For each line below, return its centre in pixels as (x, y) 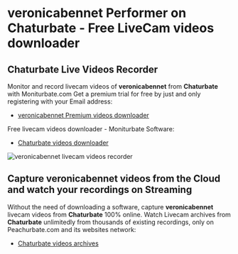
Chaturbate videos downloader (63, 143)
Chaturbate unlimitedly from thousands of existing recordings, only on (111, 222)
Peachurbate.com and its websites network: (72, 229)
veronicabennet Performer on (97, 13)
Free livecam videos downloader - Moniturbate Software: (91, 129)
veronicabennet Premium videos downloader (83, 115)
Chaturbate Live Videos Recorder (83, 69)
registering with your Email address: (60, 101)
